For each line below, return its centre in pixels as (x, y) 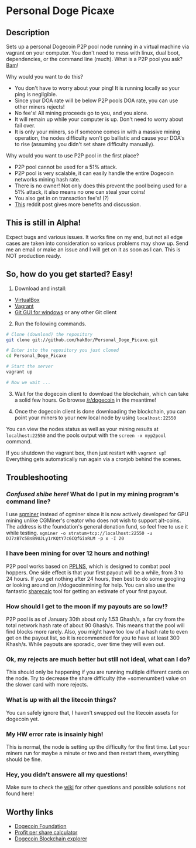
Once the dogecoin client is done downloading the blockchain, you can (100, 411)
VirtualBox (27, 300)
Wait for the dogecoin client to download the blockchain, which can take (102, 393)
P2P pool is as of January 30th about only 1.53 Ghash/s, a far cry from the (96, 619)
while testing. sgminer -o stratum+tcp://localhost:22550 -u (79, 533)
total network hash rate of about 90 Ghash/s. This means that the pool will (95, 625)
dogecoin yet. (23, 719)
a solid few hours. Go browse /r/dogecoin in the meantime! (85, 400)
